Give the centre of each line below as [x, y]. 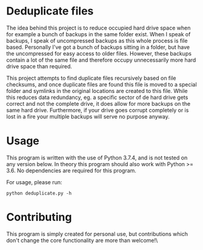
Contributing [39, 217]
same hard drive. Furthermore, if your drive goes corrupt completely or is [98, 110]
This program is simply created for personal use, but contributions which [97, 234]
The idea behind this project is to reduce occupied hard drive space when [98, 28]
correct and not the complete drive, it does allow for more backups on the [98, 103]
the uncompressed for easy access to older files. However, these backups [99, 53]
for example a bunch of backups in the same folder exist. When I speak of [98, 34]
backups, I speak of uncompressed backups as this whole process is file [97, 40]
